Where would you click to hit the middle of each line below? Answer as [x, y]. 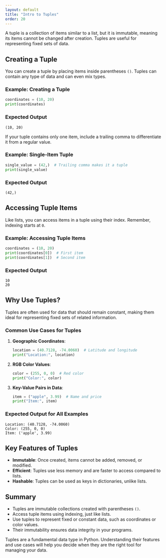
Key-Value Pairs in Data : [38, 388]
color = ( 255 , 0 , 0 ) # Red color [48, 373]
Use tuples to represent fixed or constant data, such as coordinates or [84, 519]
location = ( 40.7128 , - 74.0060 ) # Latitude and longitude [75, 350]
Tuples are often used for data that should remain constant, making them [80, 312]
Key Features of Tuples [41, 448]
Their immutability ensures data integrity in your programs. [73, 530]
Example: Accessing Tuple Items [45, 238]
